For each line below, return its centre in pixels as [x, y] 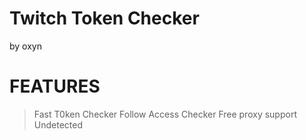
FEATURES [55, 86]
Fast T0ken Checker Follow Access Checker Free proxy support [165, 114]
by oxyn [25, 46]
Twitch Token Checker [104, 18]
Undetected [58, 124]
